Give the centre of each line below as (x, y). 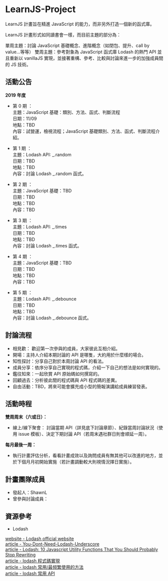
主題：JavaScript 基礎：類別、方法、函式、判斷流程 (66, 112)
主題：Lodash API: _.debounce (44, 299)
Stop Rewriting (21, 555)
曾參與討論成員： (30, 499)
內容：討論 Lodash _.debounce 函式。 (52, 318)
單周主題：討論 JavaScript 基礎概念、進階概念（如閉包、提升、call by (77, 45)
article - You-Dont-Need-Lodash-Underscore (52, 544)
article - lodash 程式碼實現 (33, 561)
